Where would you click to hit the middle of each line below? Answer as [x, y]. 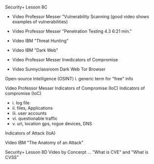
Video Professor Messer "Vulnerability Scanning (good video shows [80, 16]
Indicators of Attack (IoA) [30, 133]
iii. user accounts [29, 113]
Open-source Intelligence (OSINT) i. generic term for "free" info [69, 79]
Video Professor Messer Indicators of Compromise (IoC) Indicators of [75, 88]
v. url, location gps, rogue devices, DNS [52, 124]
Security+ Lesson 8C [26, 7]
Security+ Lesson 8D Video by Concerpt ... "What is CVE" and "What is [77, 152]
